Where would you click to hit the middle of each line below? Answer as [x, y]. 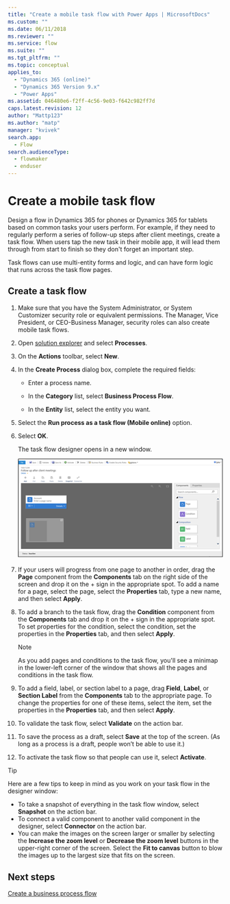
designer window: [33, 791]
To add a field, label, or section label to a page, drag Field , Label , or [113, 688]
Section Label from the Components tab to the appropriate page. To [115, 696]
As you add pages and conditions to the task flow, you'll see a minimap [118, 661]
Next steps [31, 877]
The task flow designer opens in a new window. [85, 449]
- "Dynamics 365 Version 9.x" [57, 87]
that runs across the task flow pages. [60, 269]
